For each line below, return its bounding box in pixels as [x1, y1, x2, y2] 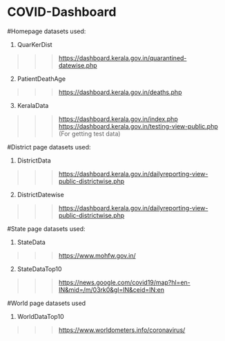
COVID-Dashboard [7, 4, 117, 20]
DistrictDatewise [17, 190, 64, 199]
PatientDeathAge [17, 74, 66, 83]
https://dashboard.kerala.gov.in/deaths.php [58, 88, 182, 96]
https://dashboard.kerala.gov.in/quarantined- [58, 53, 187, 62]
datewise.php [58, 61, 98, 69]
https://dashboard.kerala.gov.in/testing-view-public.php [58, 122, 219, 130]
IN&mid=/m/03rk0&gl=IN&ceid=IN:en [58, 285, 164, 294]
